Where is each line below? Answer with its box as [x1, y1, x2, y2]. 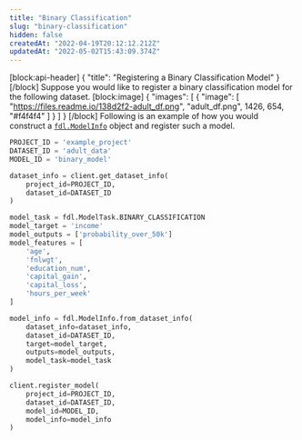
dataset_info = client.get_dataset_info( [9, 171, 169, 180]
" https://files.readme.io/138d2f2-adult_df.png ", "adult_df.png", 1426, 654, [9, 101, 285, 112]
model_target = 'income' [9, 222, 104, 231]
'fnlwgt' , [25, 255, 64, 265]
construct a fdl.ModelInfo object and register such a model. [9, 120, 236, 132]
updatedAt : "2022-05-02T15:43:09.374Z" [9, 47, 161, 56]
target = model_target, [25, 339, 107, 348]
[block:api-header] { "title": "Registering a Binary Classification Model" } [9, 72, 280, 83]
